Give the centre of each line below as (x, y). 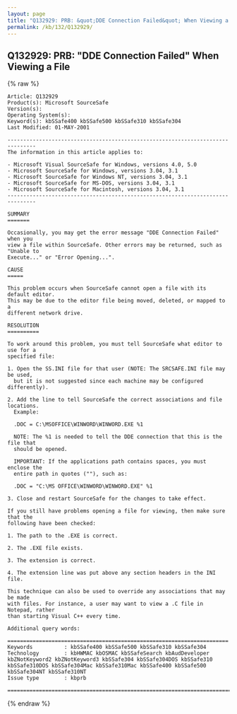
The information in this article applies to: (75, 153)
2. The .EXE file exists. (45, 549)
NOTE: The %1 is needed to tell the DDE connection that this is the (118, 437)
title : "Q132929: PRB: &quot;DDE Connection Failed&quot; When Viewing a (118, 21)
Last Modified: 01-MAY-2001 (49, 128)
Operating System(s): (39, 115)
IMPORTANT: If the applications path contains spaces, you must (110, 462)
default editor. (31, 295)
